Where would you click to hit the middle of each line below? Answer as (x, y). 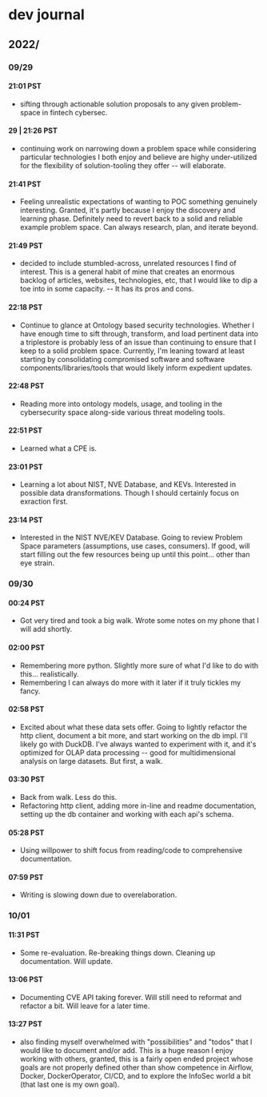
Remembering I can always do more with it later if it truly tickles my (130, 682)
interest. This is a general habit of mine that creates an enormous (127, 272)
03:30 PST (27, 779)
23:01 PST (26, 467)
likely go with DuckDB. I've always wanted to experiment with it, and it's (138, 744)
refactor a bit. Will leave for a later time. (85, 1006)
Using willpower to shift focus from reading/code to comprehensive (131, 850)
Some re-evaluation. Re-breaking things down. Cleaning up (118, 952)
